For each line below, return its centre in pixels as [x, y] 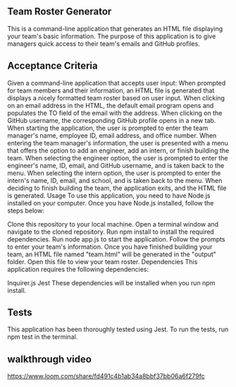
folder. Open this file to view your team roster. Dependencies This [103, 261]
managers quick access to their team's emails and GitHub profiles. [104, 43]
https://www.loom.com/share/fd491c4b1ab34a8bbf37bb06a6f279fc [106, 376]
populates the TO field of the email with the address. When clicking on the [115, 113]
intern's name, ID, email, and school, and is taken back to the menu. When [115, 180]
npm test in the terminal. [43, 337]
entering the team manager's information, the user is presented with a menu [118, 143]
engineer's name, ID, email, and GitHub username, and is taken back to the [116, 165]
